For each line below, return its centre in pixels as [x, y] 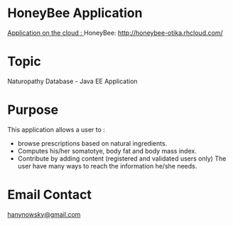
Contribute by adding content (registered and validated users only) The [122, 158]
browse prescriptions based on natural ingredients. [92, 143]
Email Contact [50, 195]
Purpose [33, 110]
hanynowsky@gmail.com [44, 214]
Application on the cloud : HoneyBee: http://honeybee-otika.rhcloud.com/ [115, 33]
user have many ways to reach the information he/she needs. [107, 166]
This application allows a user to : [56, 129]
